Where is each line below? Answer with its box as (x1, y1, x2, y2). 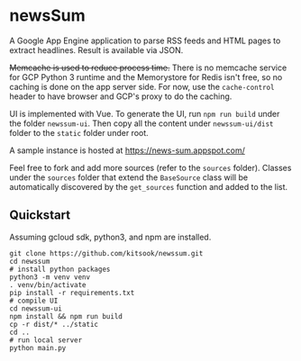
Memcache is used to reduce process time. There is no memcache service (9, 62, 287, 73)
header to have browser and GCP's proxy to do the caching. (9, 91, 233, 102)
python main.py (9, 343, 67, 352)
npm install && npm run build (9, 311, 123, 320)
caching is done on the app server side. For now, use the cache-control (9, 81, 275, 92)
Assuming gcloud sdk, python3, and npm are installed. (9, 231, 212, 242)
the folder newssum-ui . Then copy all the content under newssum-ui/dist (9, 118, 274, 129)
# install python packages (9, 265, 111, 274)
